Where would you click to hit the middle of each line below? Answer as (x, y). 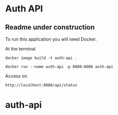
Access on (16, 76)
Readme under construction (50, 27)
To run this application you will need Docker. (51, 39)
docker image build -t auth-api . (41, 58)
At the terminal (21, 49)
